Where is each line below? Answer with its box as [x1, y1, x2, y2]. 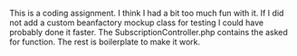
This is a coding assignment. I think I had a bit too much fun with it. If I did [9, 8, 284, 18]
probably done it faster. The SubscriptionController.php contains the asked [9, 27, 288, 37]
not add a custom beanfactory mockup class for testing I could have [9, 17, 264, 28]
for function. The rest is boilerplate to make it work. [9, 36, 201, 47]
